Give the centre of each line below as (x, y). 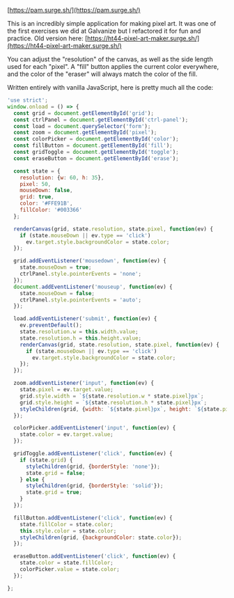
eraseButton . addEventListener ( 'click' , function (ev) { (95, 556)
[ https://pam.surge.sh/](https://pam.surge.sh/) (74, 10)
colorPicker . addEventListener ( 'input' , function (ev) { (95, 428)
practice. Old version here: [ (47, 38)
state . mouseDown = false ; (57, 293)
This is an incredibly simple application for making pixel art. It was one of (112, 23)
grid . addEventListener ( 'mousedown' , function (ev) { (90, 261)
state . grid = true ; (54, 493)
